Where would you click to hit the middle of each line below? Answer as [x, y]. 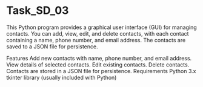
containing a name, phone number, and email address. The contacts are [96, 40]
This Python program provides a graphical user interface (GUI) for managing [101, 27]
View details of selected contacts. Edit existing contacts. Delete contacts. [98, 65]
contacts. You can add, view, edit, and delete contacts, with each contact [98, 33]
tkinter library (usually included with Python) [62, 77]
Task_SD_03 [38, 11]
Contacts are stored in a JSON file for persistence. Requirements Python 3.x [101, 71]
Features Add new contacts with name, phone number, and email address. [99, 58]
